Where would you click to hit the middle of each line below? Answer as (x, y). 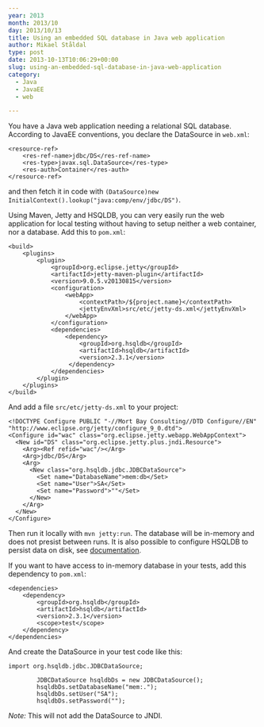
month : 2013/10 (33, 23)
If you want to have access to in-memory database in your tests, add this (128, 566)
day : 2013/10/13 (35, 30)
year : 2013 (26, 15)
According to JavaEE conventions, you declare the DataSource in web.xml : (129, 135)
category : (25, 75)
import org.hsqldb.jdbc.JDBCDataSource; (76, 667)
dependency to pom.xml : (48, 574)
